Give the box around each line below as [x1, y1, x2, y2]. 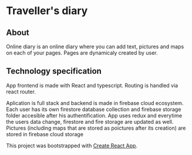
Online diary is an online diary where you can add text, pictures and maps [6, 43, 184, 50]
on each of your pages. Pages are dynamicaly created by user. [6, 49, 158, 56]
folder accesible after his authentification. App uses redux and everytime [6, 112, 183, 119]
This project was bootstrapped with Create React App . [6, 142, 138, 149]
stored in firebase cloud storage [6, 130, 84, 137]
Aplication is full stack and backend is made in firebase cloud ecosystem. [6, 99, 184, 106]
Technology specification [6, 66, 102, 76]
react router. [6, 88, 36, 95]
